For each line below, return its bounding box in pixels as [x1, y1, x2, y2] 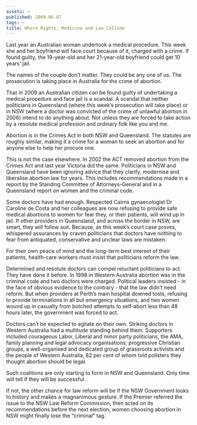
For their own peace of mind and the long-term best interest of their [6, 248, 171, 255]
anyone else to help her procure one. [6, 144, 96, 151]
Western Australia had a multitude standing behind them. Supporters [6, 327, 172, 334]
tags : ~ [6, 19, 25, 25]
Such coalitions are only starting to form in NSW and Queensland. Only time [6, 370, 190, 377]
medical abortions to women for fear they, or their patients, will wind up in [6, 211, 185, 218]
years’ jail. [6, 60, 31, 67]
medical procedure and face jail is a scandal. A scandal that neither [6, 95, 169, 103]
